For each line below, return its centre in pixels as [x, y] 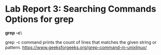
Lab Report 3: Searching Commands [81, 9]
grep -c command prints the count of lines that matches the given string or [81, 42]
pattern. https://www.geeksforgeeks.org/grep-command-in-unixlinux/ [76, 47]
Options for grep [39, 19]
